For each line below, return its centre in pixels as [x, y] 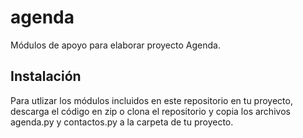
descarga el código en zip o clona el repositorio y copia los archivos [150, 111]
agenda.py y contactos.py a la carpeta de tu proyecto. [122, 122]
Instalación [46, 76]
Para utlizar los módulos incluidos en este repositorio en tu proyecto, [151, 100]
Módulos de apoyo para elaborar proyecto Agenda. [115, 45]
